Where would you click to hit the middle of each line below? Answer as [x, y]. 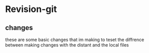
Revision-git [31, 9]
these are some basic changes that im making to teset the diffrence [75, 39]
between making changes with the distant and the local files [67, 45]
